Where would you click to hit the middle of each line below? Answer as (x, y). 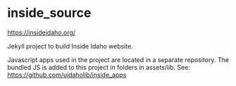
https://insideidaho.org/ (42, 32)
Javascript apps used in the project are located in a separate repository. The (118, 60)
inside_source (49, 13)
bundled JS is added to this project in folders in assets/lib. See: (99, 67)
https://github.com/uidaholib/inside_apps (67, 75)
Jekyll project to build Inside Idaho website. (70, 46)
